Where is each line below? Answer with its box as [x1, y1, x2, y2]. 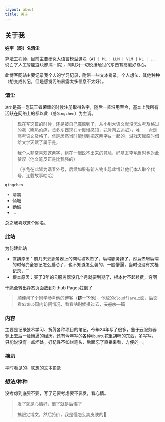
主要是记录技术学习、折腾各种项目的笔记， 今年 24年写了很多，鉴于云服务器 [5, 327, 157, 333]
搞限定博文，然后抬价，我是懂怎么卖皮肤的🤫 [17, 411, 107, 417]
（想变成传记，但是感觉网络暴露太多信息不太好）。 [5, 78, 107, 84]
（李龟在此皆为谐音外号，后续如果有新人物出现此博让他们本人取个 [17, 166, 151, 172]
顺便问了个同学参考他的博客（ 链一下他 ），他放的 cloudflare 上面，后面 [17, 295, 158, 301]
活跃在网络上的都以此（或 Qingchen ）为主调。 [5, 110, 96, 116]
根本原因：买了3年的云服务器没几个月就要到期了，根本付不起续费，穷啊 [12, 274, 157, 280]
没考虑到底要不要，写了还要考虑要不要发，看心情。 [5, 390, 109, 396]
